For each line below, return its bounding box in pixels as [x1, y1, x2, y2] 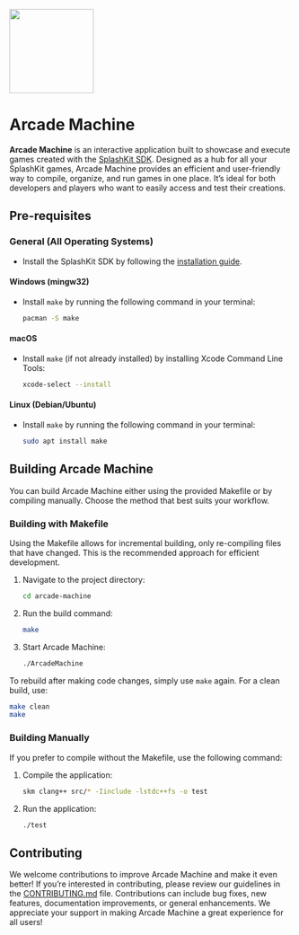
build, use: [9, 684, 48, 695]
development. [9, 557, 60, 568]
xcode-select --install [22, 380, 112, 389]
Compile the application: [22, 769, 113, 781]
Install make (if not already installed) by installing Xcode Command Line [22, 353, 284, 364]
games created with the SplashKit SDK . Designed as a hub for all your [9, 154, 268, 164]
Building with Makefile [9, 517, 110, 530]
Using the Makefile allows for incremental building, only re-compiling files [9, 537, 282, 548]
